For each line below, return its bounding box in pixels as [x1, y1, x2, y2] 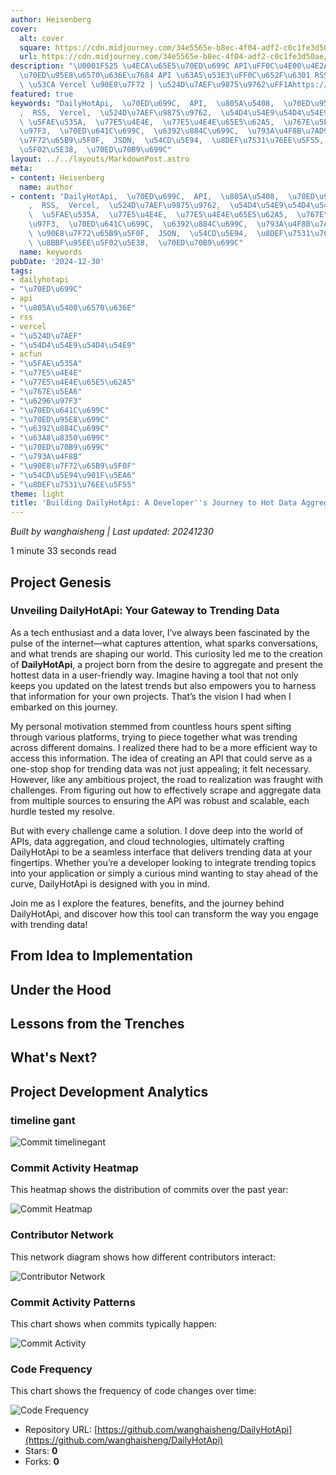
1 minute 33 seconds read [10, 545, 117, 557]
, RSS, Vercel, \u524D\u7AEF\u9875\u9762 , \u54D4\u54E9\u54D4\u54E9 [19, 107, 329, 118]
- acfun [10, 349, 43, 360]
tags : [10, 266, 33, 276]
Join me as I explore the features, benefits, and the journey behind [10, 897, 285, 909]
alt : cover [19, 33, 65, 43]
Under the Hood [10, 981, 112, 998]
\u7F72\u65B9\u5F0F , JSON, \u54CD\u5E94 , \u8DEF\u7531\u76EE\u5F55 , [19, 136, 325, 146]
